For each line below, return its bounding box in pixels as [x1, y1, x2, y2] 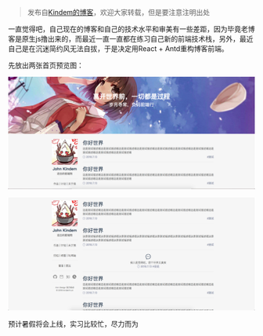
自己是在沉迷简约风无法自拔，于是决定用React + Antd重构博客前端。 [8, 44, 229, 53]
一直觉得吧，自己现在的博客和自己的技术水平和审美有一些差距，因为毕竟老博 [8, 24, 255, 34]
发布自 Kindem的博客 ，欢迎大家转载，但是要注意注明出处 [27, 8, 211, 16]
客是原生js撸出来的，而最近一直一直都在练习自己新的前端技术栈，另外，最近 [8, 35, 254, 43]
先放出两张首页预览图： [8, 60, 84, 70]
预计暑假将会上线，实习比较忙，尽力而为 [8, 320, 139, 329]
